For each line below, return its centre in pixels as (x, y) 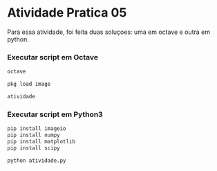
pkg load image (29, 84)
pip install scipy (34, 148)
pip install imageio (37, 129)
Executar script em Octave (53, 57)
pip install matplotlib (41, 141)
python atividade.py (37, 161)
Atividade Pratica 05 (67, 13)
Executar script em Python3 (55, 114)
